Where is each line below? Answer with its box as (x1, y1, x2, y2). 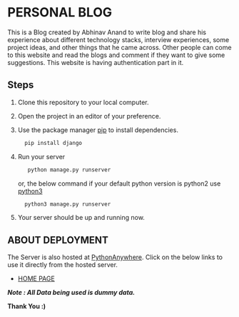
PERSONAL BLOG (7, 4, 113, 21)
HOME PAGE (17, 274, 55, 283)
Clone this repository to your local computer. (17, 98, 149, 106)
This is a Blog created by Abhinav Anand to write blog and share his (7, 28, 207, 36)
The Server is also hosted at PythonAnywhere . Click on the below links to (7, 253, 223, 261)
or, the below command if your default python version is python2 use (17, 179, 221, 188)
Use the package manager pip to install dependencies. (17, 126, 178, 134)
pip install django (24, 139, 82, 146)
